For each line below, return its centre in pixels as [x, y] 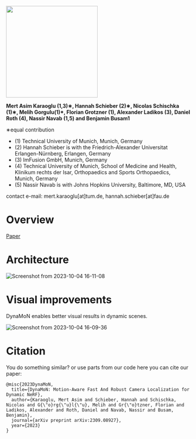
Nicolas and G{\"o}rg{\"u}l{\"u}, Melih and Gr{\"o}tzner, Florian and [95, 405]
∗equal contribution [30, 130]
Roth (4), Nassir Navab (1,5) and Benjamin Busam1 [68, 118]
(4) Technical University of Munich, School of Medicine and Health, [96, 166]
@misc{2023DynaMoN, [30, 384]
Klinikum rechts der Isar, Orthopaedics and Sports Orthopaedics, [92, 172]
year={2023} [26, 426]
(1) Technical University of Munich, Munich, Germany [78, 141]
